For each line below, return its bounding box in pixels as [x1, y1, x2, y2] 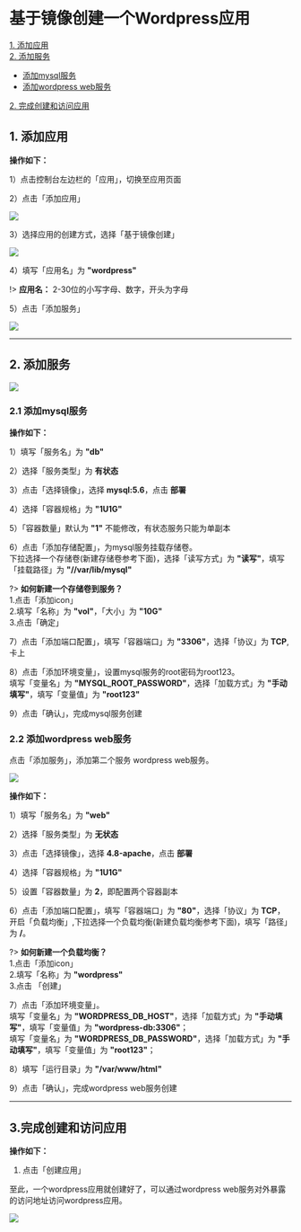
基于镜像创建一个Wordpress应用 [9, 8, 251, 29]
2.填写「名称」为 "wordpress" [9, 970, 124, 980]
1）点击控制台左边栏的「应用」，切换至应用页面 [9, 173, 182, 184]
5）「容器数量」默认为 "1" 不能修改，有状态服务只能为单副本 [9, 522, 231, 533]
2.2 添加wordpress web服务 [9, 732, 132, 745]
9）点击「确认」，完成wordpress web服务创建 [9, 1083, 177, 1094]
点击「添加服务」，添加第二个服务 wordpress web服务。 [9, 755, 214, 766]
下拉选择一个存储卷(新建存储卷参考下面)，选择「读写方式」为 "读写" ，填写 [9, 553, 285, 563]
